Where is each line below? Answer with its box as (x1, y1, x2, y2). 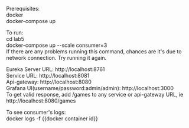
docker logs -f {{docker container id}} (6, 115, 99, 122)
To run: (6, 29, 24, 36)
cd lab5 (6, 36, 25, 42)
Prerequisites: (6, 5, 40, 12)
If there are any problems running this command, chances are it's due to (6, 48, 182, 55)
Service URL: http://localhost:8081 (6, 72, 90, 79)
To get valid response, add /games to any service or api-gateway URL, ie (6, 91, 184, 98)
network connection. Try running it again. (6, 55, 107, 61)
